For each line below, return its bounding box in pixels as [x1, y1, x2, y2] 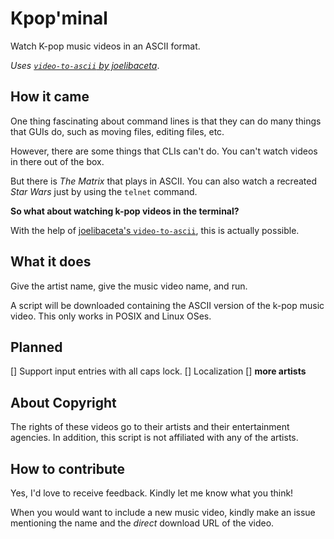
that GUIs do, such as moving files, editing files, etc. [10, 125, 225, 137]
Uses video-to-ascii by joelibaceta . [10, 59, 160, 71]
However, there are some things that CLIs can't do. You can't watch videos [10, 145, 318, 157]
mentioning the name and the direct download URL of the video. [10, 517, 275, 529]
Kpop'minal [10, 7, 108, 30]
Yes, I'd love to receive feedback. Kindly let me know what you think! [10, 487, 294, 499]
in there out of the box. [10, 155, 105, 167]
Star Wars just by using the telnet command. [10, 185, 198, 197]
